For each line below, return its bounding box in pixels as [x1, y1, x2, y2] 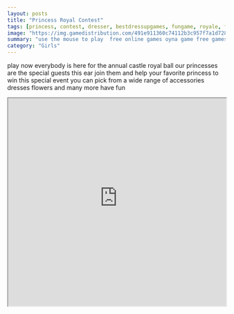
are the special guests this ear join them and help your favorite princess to [7, 69, 219, 77]
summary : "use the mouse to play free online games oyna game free [7, 36, 209, 43]
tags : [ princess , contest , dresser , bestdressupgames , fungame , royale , [7, 23, 222, 30]
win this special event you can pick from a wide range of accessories [7, 76, 205, 84]
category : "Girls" [7, 42, 60, 49]
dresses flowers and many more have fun [7, 84, 126, 91]
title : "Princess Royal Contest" [7, 17, 104, 24]
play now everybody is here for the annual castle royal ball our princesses [7, 62, 218, 69]
